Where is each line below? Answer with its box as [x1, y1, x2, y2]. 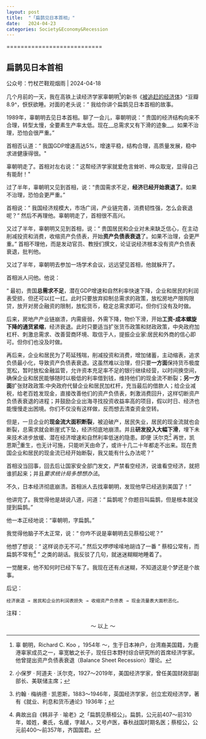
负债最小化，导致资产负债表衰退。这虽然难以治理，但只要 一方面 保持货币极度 [6, 359, 200, 366]
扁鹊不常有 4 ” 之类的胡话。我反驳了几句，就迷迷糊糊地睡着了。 [6, 549, 166, 558]
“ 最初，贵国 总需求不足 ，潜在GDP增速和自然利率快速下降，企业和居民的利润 [6, 286, 199, 294]
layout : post [6, 9, 40, 15]
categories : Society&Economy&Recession [6, 26, 109, 33]
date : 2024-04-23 [6, 20, 56, 26]
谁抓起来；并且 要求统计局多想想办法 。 [6, 470, 103, 477]
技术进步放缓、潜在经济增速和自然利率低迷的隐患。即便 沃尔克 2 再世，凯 [11, 432, 195, 441]
